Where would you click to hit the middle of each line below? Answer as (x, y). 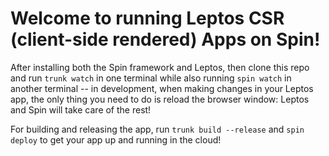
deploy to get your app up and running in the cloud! (116, 139)
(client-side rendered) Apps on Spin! (165, 39)
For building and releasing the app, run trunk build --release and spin (157, 129)
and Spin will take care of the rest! (81, 109)
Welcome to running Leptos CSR (147, 18)
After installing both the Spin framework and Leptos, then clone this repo (160, 67)
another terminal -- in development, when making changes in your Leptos (162, 88)
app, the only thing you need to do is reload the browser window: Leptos (160, 99)
